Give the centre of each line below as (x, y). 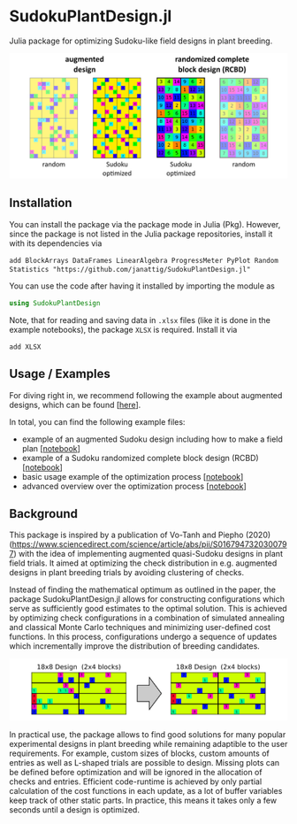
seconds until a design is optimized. (74, 810)
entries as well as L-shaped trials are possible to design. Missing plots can (145, 763)
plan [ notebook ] (51, 448)
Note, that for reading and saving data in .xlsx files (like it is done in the (140, 320)
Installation (41, 203)
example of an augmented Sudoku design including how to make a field (152, 439)
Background (43, 514)
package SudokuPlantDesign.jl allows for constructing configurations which (147, 599)
